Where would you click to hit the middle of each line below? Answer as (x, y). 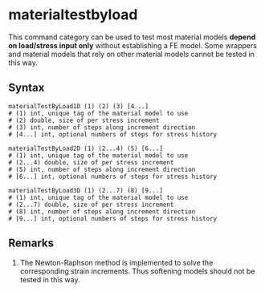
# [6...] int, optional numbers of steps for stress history (113, 176)
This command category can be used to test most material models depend (132, 37)
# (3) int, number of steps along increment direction (102, 127)
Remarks (31, 243)
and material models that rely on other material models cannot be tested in (132, 54)
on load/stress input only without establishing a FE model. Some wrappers (132, 45)
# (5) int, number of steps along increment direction (102, 169)
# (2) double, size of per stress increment (84, 120)
